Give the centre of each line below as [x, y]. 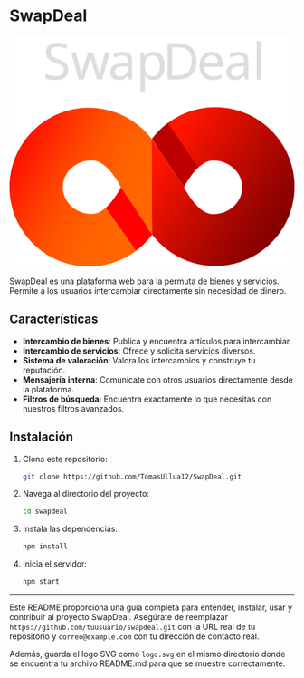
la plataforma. [48, 389]
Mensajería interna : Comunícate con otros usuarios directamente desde [158, 379]
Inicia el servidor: [55, 564]
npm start [41, 582]
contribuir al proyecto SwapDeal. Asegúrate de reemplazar [119, 617]
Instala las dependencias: [70, 529]
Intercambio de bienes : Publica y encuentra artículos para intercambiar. [157, 341]
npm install [45, 547]
